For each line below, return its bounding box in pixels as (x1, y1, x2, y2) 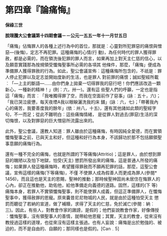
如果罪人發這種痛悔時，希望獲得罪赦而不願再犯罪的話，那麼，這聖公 (13, 163, 153, 169)
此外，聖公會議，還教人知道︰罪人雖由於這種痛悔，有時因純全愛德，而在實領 (5, 128, 162, 134)
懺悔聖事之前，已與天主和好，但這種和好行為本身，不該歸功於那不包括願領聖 (5, 134, 162, 140)
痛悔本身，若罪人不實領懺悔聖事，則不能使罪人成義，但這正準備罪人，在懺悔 (5, 188, 162, 194)
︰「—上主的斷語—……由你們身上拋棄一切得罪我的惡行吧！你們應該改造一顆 (5, 80, 161, 86)
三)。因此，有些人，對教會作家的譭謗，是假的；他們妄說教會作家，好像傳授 (5, 207, 160, 213)
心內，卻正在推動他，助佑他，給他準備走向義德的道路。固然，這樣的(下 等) (5, 182, 158, 188)
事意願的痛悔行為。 (5, 140, 45, 147)
